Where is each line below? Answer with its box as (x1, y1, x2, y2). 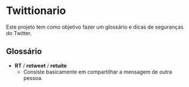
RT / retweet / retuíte (14, 62, 67, 69)
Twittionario (6, 4, 66, 18)
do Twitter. (6, 29, 32, 36)
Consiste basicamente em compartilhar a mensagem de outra (23, 68, 173, 75)
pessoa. (23, 74, 43, 81)
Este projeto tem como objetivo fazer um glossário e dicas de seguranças (6, 23, 184, 30)
